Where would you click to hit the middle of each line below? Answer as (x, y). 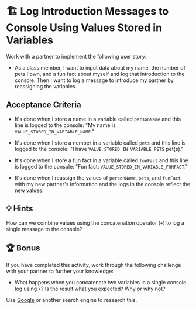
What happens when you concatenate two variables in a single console (100, 283)
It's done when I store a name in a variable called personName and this (98, 119)
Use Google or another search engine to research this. (72, 300)
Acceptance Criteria (44, 105)
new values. (29, 190)
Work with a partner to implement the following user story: (76, 56)
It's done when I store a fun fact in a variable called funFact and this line (101, 160)
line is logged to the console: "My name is (65, 125)
